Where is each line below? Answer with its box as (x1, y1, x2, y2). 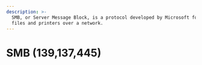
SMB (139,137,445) (6, 46, 102, 60)
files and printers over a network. (11, 20, 103, 26)
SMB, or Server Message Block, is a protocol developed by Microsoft (11, 14, 189, 20)
